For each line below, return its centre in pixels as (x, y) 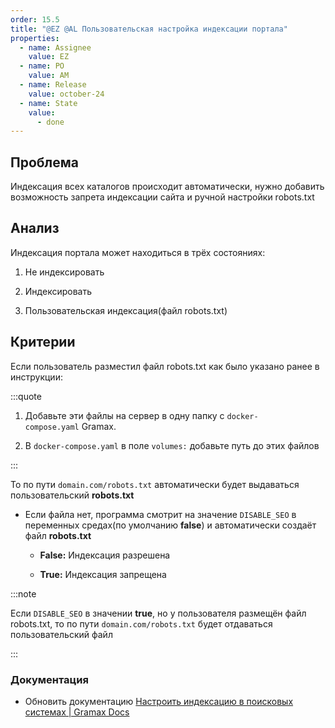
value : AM (49, 76)
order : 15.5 (35, 19)
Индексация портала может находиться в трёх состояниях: (138, 252)
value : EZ (49, 57)
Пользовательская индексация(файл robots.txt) (126, 310)
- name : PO (42, 66)
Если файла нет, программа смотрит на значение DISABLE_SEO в (160, 514)
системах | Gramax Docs (77, 712)
